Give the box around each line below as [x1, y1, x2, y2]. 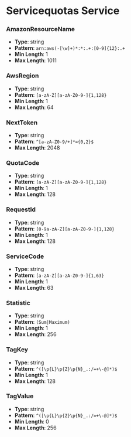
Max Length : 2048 [14, 144, 60, 151]
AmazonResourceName [6, 25, 75, 33]
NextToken [6, 118, 38, 127]
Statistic [6, 299, 30, 307]
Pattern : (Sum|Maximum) [14, 319, 70, 326]
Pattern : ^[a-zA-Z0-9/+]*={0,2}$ [14, 138, 94, 145]
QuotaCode [6, 159, 40, 167]
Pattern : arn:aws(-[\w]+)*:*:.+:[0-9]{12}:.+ [14, 45, 126, 52]
